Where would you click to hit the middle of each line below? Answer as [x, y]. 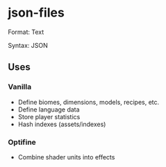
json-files [36, 13]
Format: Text [26, 32]
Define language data [49, 109]
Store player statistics [49, 116]
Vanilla [20, 87]
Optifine [22, 142]
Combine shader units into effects [66, 157]
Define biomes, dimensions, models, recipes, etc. [89, 102]
